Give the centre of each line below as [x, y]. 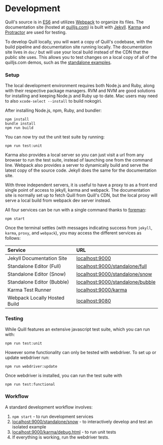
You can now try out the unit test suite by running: [55, 137]
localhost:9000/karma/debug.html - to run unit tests [64, 432]
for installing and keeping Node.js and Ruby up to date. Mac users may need [81, 96]
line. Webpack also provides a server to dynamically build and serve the [77, 165]
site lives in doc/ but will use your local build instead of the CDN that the [77, 52]
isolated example [29, 427]
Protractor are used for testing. [36, 32]
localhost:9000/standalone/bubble [116, 282]
